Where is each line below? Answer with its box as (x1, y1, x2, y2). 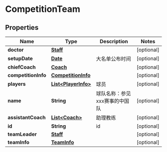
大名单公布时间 (96, 56, 131, 62)
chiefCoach (7, 64, 36, 71)
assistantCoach (7, 114, 46, 121)
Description (99, 38, 128, 45)
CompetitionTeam (5, 3, 81, 15)
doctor (7, 46, 24, 53)
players (7, 80, 26, 87)
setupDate (7, 55, 33, 62)
